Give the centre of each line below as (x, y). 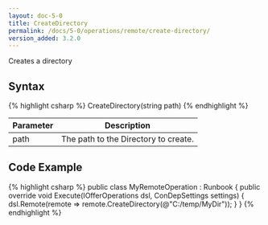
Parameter (33, 125)
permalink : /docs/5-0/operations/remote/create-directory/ (109, 31)
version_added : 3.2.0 (45, 38)
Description (127, 125)
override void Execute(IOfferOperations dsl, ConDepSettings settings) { (126, 195)
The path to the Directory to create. (128, 139)
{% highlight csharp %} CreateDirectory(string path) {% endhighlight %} (128, 106)
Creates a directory (40, 61)
